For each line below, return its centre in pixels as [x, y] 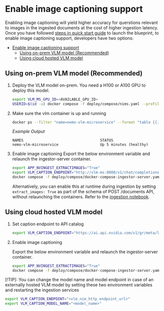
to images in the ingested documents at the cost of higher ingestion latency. [82, 27]
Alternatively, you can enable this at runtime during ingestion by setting [84, 186]
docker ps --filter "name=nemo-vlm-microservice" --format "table [81, 122]
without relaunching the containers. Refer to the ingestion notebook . [81, 197]
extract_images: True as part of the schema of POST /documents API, [83, 191]
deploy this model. [31, 90]
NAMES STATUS [63, 140]
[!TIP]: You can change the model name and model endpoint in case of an [79, 280]
